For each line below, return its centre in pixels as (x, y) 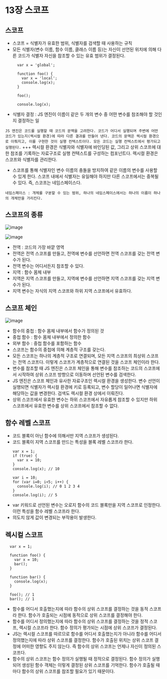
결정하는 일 (28, 121)
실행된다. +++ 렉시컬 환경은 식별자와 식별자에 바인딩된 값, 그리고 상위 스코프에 (81, 147)
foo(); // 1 (22, 595)
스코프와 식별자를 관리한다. (31, 160)
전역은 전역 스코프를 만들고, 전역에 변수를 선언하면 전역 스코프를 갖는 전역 (83, 253)
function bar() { (28, 577)
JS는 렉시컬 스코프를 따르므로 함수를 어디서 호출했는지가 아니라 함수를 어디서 (87, 634)
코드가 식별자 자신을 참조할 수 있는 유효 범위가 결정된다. (72, 56)
